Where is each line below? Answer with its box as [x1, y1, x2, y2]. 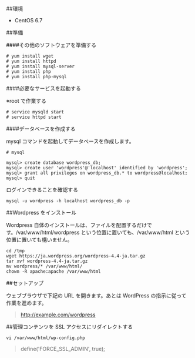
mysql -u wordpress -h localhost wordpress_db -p [6, 198, 130, 204]
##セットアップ [6, 280, 44, 286]
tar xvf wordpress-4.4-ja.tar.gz [6, 258, 88, 264]
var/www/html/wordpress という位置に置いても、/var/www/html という [17, 229, 190, 236]
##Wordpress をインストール [6, 209, 77, 216]
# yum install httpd [6, 58, 57, 64]
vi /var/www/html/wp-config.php [6, 335, 85, 341]
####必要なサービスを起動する [6, 85, 81, 92]
